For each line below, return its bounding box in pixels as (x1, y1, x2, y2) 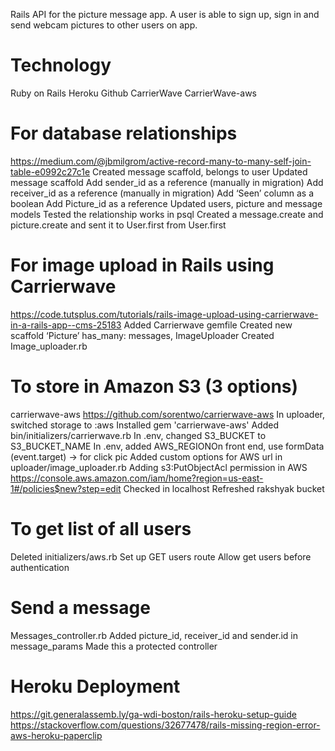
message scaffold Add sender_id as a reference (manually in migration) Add (10, 176, 324, 188)
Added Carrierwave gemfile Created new (123, 319, 293, 331)
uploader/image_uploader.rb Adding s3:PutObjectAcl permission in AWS (10, 461, 308, 473)
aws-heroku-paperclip (10, 729, 103, 741)
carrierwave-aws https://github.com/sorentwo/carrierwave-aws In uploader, (10, 408, 325, 420)
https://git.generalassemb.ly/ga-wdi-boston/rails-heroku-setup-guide (10, 708, 297, 720)
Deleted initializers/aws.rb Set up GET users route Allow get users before (10, 550, 312, 563)
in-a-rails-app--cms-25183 (10, 319, 122, 331)
